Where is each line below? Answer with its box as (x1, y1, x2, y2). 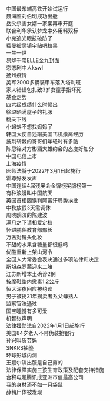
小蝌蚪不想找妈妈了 (6, 123, 53, 130)
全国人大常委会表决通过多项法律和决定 (6, 256, 99, 262)
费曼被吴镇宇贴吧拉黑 (6, 42, 58, 49)
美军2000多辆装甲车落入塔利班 (6, 79, 81, 86)
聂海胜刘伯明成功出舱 (6, 12, 58, 19)
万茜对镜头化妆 (6, 234, 42, 241)
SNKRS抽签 (6, 344, 34, 351)
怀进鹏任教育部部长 (6, 226, 53, 233)
